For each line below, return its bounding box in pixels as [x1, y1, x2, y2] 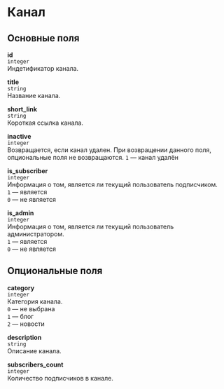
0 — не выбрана [7, 304, 55, 313]
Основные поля [7, 32, 80, 44]
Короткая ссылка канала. [7, 118, 84, 127]
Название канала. [7, 92, 61, 100]
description [7, 333, 42, 341]
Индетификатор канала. [7, 64, 79, 72]
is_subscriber [7, 167, 48, 175]
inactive [7, 132, 31, 140]
